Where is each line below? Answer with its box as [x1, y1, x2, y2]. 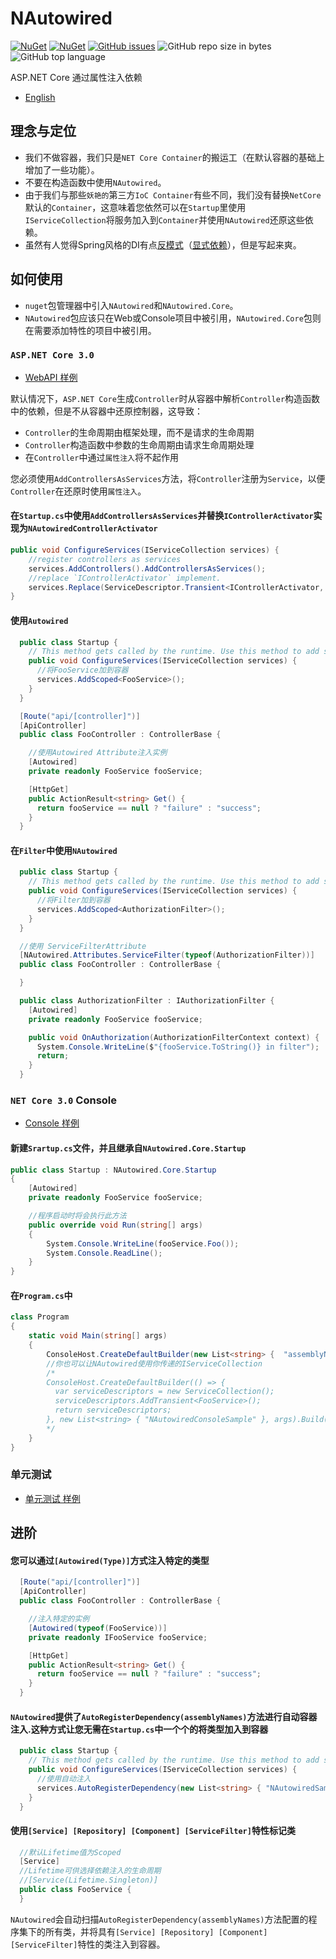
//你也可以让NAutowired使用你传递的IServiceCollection [46, 1358, 263, 1369]
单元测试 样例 [24, 1492, 81, 1504]
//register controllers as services [28, 554, 182, 564]
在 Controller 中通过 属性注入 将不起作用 [24, 451, 179, 463]
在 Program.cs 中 [10, 1289, 73, 1301]
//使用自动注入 [36, 1773, 92, 1784]
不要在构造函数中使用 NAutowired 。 [24, 176, 167, 188]
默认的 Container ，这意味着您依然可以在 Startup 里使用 [24, 201, 247, 213]
